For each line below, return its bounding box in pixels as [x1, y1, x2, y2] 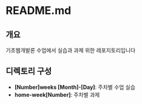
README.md [5, 4, 72, 18]
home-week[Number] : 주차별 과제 [14, 91, 100, 98]
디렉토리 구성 [5, 66, 52, 77]
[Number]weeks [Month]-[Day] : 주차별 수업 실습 [14, 83, 136, 91]
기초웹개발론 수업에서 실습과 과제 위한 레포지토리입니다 [5, 47, 136, 54]
